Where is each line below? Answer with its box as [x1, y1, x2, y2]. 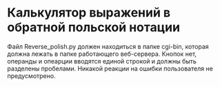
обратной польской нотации [7, 19, 181, 35]
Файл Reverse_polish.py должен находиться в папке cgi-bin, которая [7, 42, 209, 50]
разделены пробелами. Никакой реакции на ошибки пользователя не [7, 64, 214, 72]
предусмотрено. [7, 71, 57, 80]
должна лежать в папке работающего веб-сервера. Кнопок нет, [7, 50, 197, 58]
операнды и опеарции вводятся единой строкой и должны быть [7, 57, 197, 65]
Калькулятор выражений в [7, 5, 171, 21]
